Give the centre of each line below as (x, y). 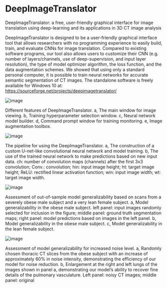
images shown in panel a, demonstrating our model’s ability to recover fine (82, 269)
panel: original (20, 280)
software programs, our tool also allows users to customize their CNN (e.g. (82, 54)
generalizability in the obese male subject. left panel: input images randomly (83, 207)
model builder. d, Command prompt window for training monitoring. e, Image (84, 121)
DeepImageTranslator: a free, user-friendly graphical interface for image (79, 23)
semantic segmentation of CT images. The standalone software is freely (79, 80)
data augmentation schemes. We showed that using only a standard (75, 69)
